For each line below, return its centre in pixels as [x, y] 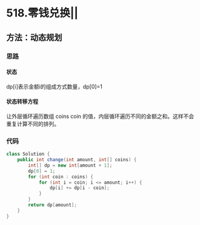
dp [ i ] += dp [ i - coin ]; [80, 188]
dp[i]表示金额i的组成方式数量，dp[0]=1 [55, 86]
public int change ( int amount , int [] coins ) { [77, 160]
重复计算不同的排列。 [33, 123]
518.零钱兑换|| [42, 13]
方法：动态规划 [34, 37]
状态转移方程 [22, 102]
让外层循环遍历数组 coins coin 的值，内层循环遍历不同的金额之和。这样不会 [100, 116]
